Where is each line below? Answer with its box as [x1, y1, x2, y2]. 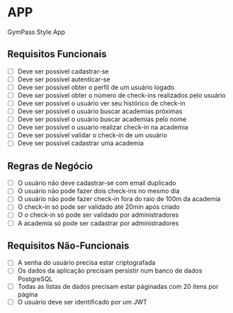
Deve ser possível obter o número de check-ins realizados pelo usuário [17, 91, 226, 99]
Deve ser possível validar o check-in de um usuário [17, 131, 168, 140]
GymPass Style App [7, 28, 66, 36]
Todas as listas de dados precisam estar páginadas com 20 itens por [17, 282, 219, 290]
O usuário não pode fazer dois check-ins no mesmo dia [17, 187, 180, 195]
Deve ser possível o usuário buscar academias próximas [17, 107, 183, 115]
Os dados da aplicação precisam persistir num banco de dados [17, 266, 203, 275]
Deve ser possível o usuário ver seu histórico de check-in [17, 99, 186, 107]
